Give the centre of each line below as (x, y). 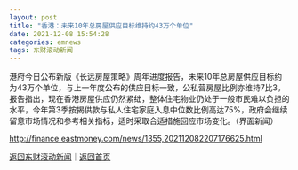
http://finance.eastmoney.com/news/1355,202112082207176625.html (136, 139)
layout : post (33, 17)
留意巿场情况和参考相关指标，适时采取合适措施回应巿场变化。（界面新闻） (144, 121)
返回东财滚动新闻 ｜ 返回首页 (60, 157)
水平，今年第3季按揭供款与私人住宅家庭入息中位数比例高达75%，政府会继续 (149, 110)
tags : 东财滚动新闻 (41, 50)
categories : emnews (45, 42)
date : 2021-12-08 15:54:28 (59, 34)
